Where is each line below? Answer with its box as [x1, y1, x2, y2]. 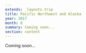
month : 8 [5, 20, 23, 26]
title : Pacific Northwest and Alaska [5, 12, 82, 16]
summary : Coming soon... [5, 25, 55, 30]
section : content [5, 29, 40, 34]
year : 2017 [5, 16, 27, 21]
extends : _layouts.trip [5, 7, 53, 12]
